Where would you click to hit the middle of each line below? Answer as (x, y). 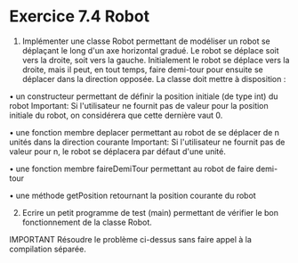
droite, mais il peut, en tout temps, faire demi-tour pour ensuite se (143, 70)
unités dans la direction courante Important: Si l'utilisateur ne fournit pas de (147, 142)
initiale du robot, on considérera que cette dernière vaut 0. (116, 115)
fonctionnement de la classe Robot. (87, 222)
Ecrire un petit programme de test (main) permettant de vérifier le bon (150, 212)
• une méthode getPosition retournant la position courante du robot (133, 195)
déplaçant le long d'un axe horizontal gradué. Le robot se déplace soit (150, 50)
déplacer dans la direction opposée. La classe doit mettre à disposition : (154, 78)
